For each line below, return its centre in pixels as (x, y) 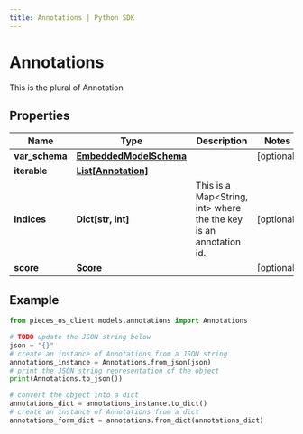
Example (34, 300)
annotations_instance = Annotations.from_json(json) (110, 362)
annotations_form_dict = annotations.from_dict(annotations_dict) (137, 420)
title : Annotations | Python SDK (72, 18)
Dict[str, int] (103, 219)
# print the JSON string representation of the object (115, 371)
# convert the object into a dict (74, 395)
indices (30, 219)
